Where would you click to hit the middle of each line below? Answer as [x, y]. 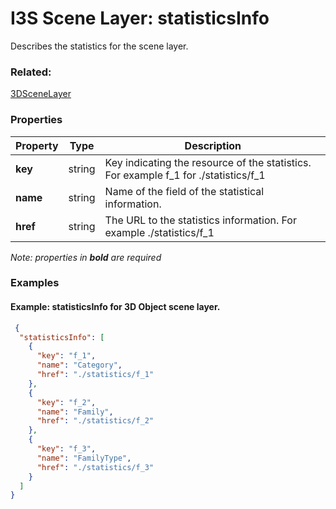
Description [213, 145]
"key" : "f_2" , [66, 402]
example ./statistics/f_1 [159, 232]
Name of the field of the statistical [184, 191]
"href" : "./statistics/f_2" [95, 421]
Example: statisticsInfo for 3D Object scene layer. [115, 307]
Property [37, 145]
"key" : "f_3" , [66, 449]
